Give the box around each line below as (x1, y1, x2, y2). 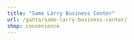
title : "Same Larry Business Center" (7, 9, 115, 17)
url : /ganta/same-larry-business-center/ (7, 16, 128, 23)
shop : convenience (7, 22, 60, 29)
